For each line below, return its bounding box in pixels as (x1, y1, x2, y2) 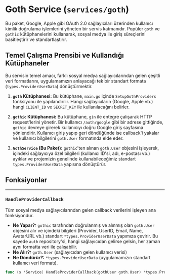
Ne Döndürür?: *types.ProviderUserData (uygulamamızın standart (12, 254, 151, 260)
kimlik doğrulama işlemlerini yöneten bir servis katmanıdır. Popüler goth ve (5, 25, 160, 31)
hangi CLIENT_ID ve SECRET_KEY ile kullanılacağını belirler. (12, 104, 130, 110)
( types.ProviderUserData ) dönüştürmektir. (5, 83, 93, 89)
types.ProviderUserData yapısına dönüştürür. (12, 161, 107, 167)
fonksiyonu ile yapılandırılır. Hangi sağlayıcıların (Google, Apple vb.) (12, 98, 153, 104)
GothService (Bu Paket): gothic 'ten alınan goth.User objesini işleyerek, (12, 145, 159, 151)
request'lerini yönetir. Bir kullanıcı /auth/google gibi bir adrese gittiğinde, (12, 119, 163, 125)
